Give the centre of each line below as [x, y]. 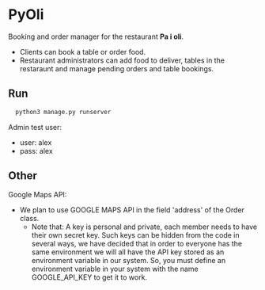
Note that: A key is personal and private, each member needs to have [144, 227]
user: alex [36, 142]
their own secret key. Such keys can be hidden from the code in [135, 235]
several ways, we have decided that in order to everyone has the [137, 244]
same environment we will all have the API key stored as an [128, 252]
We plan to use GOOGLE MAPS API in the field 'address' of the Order [132, 210]
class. [29, 219]
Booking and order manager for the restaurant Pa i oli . [96, 36]
